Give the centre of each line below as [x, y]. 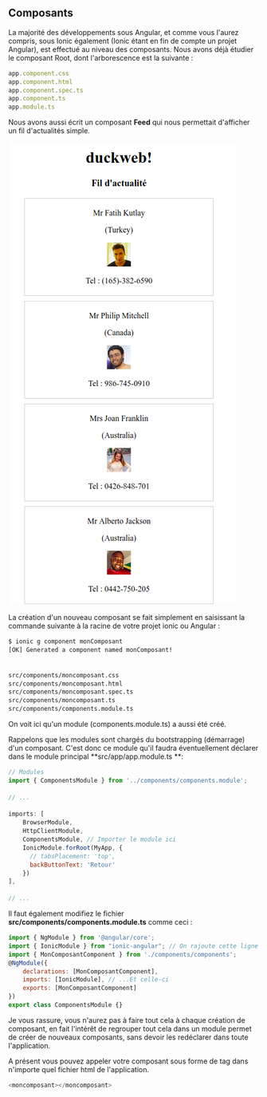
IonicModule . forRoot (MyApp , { [73, 848]
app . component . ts [37, 99]
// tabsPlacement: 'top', [72, 856]
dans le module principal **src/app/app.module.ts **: [96, 756]
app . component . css [39, 73]
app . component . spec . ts [46, 90]
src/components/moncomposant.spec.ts [71, 692]
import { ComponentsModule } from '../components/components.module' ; [128, 780]
